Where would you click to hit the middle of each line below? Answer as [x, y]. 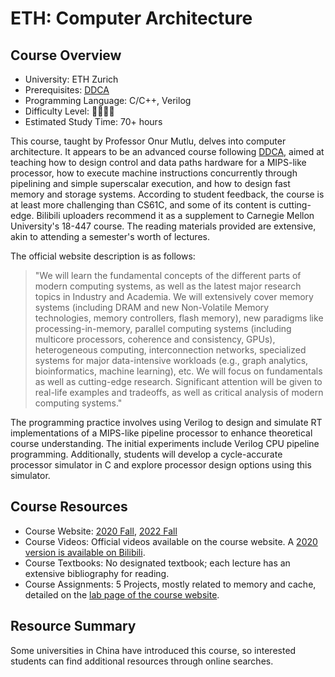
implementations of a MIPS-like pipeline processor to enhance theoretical [161, 433]
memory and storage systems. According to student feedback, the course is [167, 194]
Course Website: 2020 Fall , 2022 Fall [101, 531]
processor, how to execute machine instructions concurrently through [154, 173]
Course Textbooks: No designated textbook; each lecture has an [157, 563]
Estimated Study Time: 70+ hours [93, 121]
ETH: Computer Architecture [131, 18]
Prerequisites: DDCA [67, 90]
